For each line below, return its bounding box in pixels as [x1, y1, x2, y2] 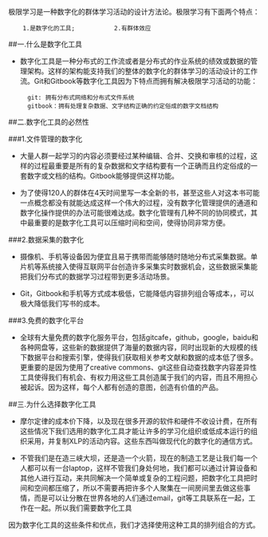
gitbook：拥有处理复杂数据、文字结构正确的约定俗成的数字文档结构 [27, 102, 219, 110]
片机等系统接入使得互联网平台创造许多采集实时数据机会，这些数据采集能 [19, 262, 258, 271]
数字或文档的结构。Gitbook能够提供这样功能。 [26, 171, 179, 180]
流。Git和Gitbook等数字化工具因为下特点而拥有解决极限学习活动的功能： [19, 77, 258, 85]
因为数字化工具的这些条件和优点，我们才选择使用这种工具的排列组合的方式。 [8, 520, 260, 529]
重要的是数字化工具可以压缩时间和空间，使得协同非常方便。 [33, 218, 230, 227]
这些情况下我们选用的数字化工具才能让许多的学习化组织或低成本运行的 [19, 426, 251, 436]
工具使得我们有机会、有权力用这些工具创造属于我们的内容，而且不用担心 [19, 373, 258, 381]
